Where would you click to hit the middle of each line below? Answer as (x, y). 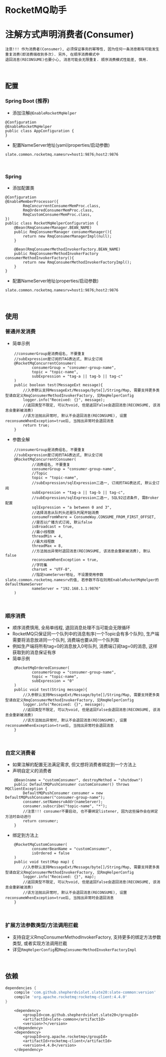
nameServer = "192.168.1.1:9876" (66, 588)
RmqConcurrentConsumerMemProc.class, (62, 206)
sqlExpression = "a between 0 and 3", (72, 507)
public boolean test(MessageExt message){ (58, 385)
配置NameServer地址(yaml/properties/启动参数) (61, 145)
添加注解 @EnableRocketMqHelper (44, 113)
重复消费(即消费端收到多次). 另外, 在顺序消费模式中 (53, 55)
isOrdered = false (51, 853)
